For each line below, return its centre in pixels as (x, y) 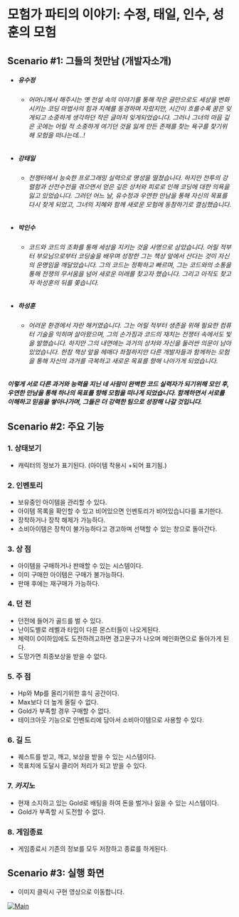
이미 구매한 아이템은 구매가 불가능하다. (71, 575)
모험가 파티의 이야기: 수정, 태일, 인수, (108, 15)
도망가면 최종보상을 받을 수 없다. (62, 656)
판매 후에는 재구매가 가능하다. (59, 584)
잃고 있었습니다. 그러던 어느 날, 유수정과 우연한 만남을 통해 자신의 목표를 (128, 195)
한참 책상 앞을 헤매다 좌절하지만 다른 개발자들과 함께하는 (138, 352)
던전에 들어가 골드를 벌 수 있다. (60, 621)
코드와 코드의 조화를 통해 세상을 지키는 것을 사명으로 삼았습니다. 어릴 (123, 247)
